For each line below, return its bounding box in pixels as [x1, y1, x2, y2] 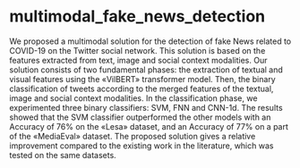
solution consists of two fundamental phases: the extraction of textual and [9, 64, 284, 75]
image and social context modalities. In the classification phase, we [9, 92, 258, 104]
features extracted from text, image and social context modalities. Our [9, 55, 268, 65]
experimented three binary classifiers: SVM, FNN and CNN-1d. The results [9, 102, 284, 113]
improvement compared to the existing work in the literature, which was [9, 140, 274, 151]
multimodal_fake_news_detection [9, 6, 266, 27]
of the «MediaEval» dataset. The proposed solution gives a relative [9, 130, 256, 141]
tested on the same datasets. [9, 149, 116, 160]
